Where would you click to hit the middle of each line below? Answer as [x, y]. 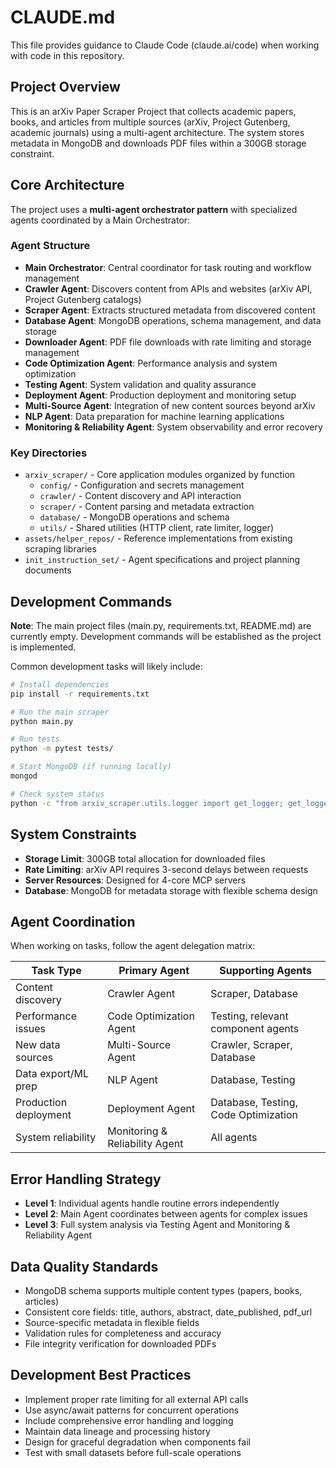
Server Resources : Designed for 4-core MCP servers [135, 880]
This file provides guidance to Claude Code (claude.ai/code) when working [165, 45]
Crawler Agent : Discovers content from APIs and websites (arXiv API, [168, 288]
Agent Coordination [73, 921]
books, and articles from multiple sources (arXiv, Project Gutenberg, [150, 122]
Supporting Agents [265, 971]
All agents [234, 1138]
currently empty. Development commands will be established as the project [166, 636]
